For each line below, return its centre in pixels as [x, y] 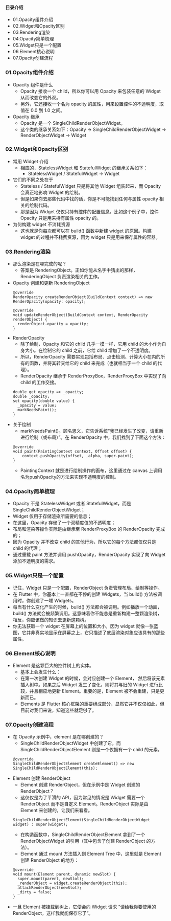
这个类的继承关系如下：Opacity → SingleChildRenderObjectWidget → [93, 129]
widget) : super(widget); [40, 825]
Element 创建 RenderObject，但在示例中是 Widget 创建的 [80, 785]
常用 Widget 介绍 [30, 161]
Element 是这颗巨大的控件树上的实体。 [53, 665]
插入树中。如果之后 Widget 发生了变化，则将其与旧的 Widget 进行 [89, 684]
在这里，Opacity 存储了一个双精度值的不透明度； [64, 523]
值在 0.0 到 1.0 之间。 [43, 110]
